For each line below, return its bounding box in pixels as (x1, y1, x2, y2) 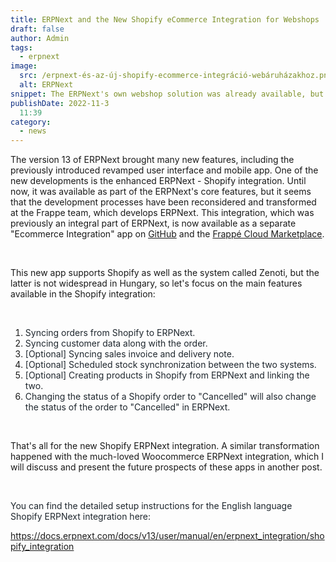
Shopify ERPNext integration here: (10, 511, 152, 523)
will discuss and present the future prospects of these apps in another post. (10, 461, 323, 473)
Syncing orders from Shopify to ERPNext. (24, 327, 196, 339)
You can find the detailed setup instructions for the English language (10, 500, 293, 512)
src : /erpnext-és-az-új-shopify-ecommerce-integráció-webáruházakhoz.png (19, 71, 333, 81)
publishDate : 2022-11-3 (10, 98, 110, 108)
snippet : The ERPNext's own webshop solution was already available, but (10, 89, 325, 99)
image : (10, 61, 38, 71)
